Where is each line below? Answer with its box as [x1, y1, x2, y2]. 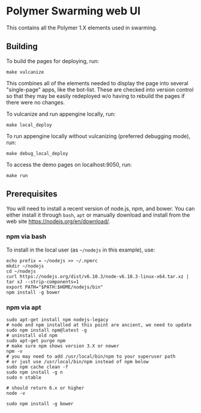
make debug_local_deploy [6, 150, 68, 157]
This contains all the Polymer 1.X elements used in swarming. [6, 24, 158, 31]
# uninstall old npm [6, 333, 58, 339]
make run [6, 172, 28, 178]
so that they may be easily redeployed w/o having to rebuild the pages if [6, 92, 185, 100]
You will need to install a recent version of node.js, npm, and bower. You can [6, 205, 195, 212]
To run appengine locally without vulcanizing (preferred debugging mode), [6, 132, 191, 139]
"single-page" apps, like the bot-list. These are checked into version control [6, 86, 194, 93]
